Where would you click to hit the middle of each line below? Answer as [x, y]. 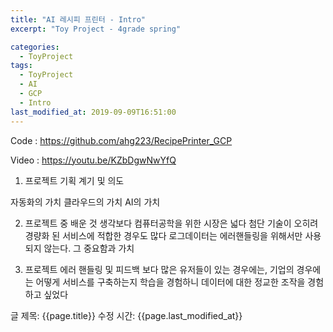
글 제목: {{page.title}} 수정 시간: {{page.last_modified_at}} [126, 315]
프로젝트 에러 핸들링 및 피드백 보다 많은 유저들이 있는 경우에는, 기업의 [159, 269]
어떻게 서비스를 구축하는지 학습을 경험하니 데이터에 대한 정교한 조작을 [170, 282]
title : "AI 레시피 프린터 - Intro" [78, 19]
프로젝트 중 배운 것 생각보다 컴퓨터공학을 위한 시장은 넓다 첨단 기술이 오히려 [171, 223]
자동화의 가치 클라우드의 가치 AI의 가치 [85, 202]
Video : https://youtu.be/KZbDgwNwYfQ [93, 160]
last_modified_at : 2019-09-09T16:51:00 [93, 112]
